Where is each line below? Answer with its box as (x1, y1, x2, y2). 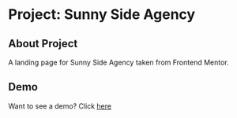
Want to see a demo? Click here (8, 101, 112, 111)
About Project (8, 37, 78, 50)
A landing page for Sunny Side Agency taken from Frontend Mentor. (8, 57, 229, 67)
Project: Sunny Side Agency (8, 6, 196, 24)
